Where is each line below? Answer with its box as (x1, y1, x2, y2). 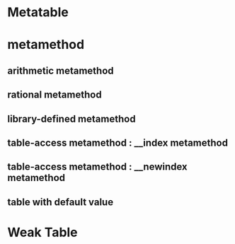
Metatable (7, 4, 69, 21)
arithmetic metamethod (7, 64, 114, 76)
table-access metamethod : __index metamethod (7, 136, 229, 149)
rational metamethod (7, 89, 102, 101)
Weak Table (7, 224, 78, 240)
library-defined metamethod (7, 112, 136, 124)
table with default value (7, 196, 114, 208)
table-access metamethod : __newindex (7, 161, 188, 173)
